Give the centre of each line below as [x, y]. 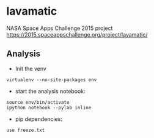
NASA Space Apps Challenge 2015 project [60, 28]
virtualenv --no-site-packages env [52, 80]
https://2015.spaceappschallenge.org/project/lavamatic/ [77, 34]
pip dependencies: [38, 119]
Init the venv [31, 68]
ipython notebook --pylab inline [49, 107]
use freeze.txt [26, 130]
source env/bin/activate [38, 102]
